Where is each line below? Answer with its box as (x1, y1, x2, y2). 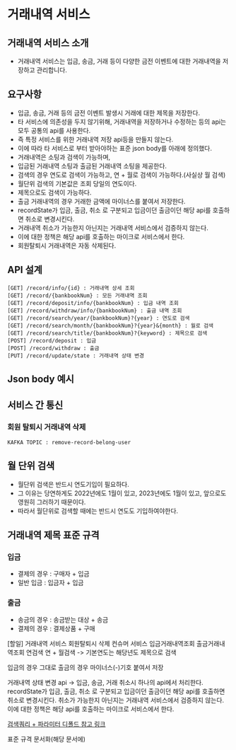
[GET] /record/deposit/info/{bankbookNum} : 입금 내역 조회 (7, 299, 179, 306)
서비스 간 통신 (7, 399, 64, 411)
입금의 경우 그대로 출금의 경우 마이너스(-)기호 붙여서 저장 (7, 663, 164, 671)
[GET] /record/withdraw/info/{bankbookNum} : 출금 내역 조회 (7, 307, 182, 314)
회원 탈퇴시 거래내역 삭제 (7, 422, 86, 432)
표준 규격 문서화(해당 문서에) (7, 734, 86, 743)
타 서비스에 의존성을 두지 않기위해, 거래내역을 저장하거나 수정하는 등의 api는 (17, 117, 227, 126)
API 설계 (7, 264, 42, 276)
